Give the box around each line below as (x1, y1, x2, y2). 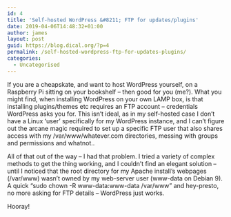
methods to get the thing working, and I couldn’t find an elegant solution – (7, 159, 217, 167)
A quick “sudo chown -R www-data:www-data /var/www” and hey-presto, (7, 181, 219, 189)
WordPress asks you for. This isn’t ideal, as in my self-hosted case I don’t (7, 110, 215, 118)
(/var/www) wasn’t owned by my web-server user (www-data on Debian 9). (7, 174, 223, 183)
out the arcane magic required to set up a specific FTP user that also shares (7, 124, 223, 132)
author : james (7, 29, 48, 37)
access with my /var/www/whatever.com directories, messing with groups (7, 132, 219, 140)
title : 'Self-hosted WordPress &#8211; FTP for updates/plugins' (7, 17, 199, 23)
